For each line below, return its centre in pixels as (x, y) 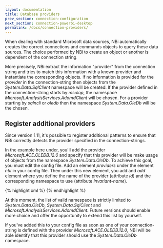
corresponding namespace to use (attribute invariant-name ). (66, 181)
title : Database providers (32, 14)
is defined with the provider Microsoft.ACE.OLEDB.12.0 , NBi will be (84, 230)
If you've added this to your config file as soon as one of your (67, 225)
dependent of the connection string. (41, 57)
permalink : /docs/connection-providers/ (47, 28)
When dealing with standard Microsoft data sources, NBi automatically (76, 41)
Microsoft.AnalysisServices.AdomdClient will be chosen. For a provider (77, 98)
